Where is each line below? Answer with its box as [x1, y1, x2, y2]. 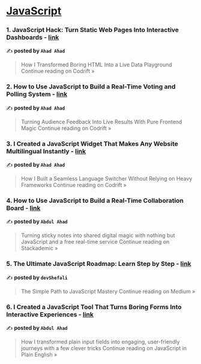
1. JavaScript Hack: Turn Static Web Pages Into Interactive [6, 26, 179, 34]
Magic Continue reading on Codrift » [20, 125, 112, 132]
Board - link [6, 204, 41, 212]
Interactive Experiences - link [6, 310, 94, 318]
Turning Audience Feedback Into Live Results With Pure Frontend [20, 118, 182, 125]
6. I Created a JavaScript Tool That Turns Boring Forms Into [6, 303, 182, 311]
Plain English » [20, 351, 58, 358]
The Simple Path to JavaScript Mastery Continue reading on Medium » [20, 288, 196, 295]
